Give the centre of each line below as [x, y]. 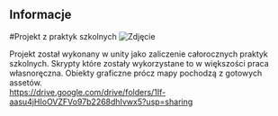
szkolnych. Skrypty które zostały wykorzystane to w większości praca [139, 63]
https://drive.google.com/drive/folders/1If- [88, 92]
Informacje [40, 15]
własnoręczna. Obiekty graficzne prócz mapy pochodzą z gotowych [136, 73]
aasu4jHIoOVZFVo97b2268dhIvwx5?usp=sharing [101, 102]
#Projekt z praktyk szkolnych [63, 36]
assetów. [26, 82]
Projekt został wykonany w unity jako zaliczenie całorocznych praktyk [139, 54]
